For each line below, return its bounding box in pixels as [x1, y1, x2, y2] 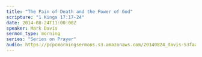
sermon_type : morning [6, 31, 61, 37]
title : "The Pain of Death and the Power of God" [6, 8, 133, 15]
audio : [6, 42, 23, 48]
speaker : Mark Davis [6, 25, 58, 31]
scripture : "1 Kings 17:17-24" [6, 14, 85, 20]
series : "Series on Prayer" [6, 36, 77, 42]
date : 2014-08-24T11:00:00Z [6, 20, 77, 26]
